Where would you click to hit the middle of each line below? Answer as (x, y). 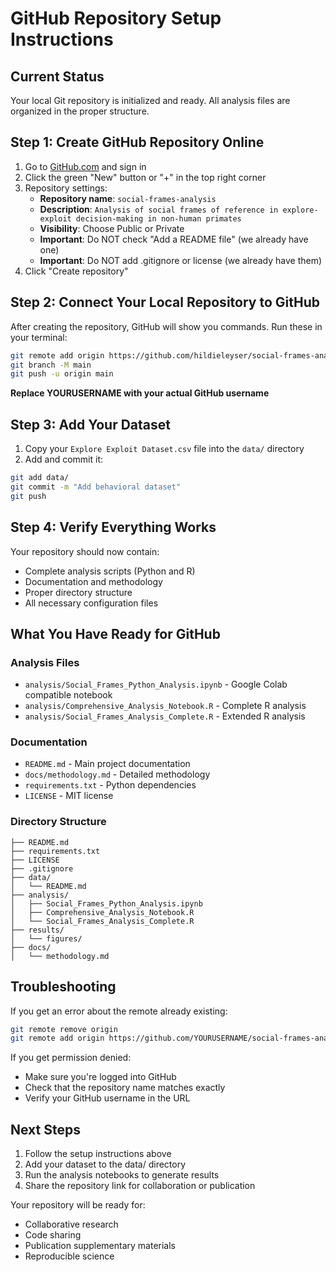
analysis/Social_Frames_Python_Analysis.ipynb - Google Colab (156, 684)
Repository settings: (66, 188)
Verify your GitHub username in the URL (107, 1098)
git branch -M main (51, 365)
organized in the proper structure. (80, 111)
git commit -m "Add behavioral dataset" (96, 487)
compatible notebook (68, 695)
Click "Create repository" (76, 271)
